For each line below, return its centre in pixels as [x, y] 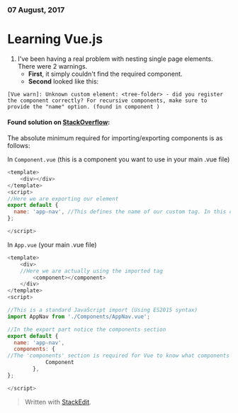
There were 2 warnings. [52, 66]
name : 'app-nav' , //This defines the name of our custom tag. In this [120, 212]
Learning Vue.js [55, 39]
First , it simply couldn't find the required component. [105, 74]
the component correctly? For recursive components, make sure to [107, 101]
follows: [19, 146]
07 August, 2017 [36, 10]
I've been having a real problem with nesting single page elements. [115, 59]
